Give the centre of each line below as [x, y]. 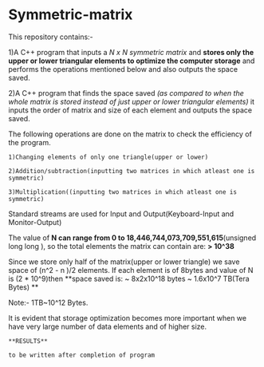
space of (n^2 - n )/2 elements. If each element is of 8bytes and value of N [131, 270]
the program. [30, 142]
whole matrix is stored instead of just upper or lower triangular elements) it [132, 101]
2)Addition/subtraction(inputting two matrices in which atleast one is [132, 171]
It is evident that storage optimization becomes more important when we [128, 318]
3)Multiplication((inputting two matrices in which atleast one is [123, 192]
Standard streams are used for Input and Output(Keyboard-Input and [121, 214]
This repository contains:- [51, 37]
